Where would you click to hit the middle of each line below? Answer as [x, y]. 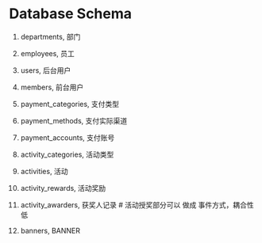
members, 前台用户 [52, 87]
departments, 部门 [50, 36]
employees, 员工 [47, 53]
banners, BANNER [50, 230]
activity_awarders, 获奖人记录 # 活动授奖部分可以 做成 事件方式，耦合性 [137, 205]
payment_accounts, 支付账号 [67, 137]
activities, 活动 [44, 171]
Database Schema [71, 14]
